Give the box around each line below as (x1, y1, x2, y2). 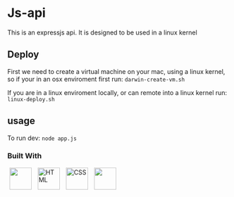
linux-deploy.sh (7, 96, 55, 103)
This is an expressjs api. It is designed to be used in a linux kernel (7, 28, 197, 37)
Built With (7, 151, 42, 161)
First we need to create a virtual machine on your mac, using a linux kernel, (7, 67, 226, 75)
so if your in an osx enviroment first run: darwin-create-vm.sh (7, 75, 185, 83)
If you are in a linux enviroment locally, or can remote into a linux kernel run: (7, 88, 228, 96)
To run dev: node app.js (7, 134, 78, 142)
